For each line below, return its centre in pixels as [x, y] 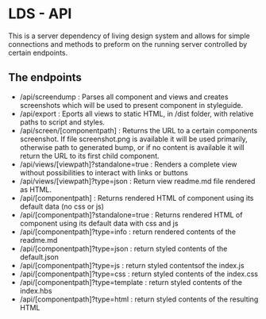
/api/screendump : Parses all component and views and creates [124, 97]
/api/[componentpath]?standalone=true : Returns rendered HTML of [131, 214]
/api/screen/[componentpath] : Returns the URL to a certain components [139, 130]
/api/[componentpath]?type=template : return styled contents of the [131, 282]
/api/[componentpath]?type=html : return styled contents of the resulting [139, 299]
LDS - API [40, 14]
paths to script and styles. [62, 122]
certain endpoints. [38, 52]
